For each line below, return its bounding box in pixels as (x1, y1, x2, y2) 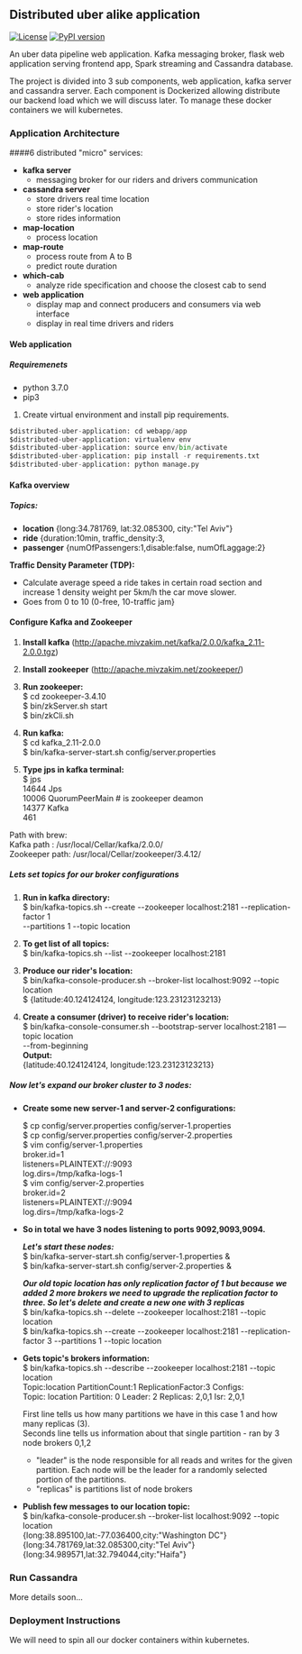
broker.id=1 (22, 1148, 65, 1159)
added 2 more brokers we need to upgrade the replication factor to (22, 1287, 279, 1298)
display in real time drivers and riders (35, 318, 174, 329)
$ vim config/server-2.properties (22, 1177, 144, 1188)
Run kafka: (22, 727, 65, 738)
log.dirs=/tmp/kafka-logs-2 (22, 1206, 124, 1217)
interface (35, 308, 70, 319)
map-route (22, 242, 65, 252)
